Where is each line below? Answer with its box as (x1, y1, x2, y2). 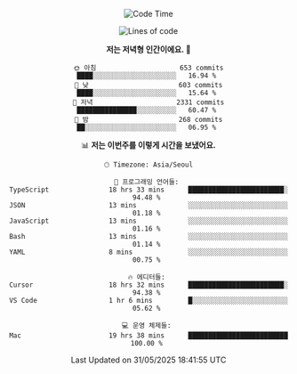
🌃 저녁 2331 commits (72, 98, 225, 107)
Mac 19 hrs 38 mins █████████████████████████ (9, 331, 288, 340)
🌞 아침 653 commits (73, 63, 224, 72)
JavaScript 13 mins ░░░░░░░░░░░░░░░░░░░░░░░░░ (9, 216, 288, 225)
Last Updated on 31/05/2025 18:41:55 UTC (70, 354, 227, 365)
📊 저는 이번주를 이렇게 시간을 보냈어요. (80, 140, 217, 150)
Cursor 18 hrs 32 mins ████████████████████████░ (9, 280, 288, 289)
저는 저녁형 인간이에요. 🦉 (105, 45, 192, 54)
